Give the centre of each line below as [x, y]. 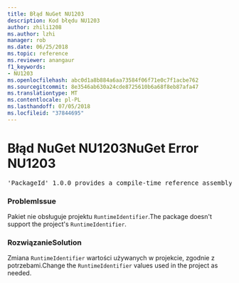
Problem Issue [32, 201]
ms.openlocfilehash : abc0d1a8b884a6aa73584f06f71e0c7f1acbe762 [103, 80]
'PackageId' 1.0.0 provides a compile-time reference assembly [120, 183]
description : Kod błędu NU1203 [54, 21]
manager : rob [27, 41]
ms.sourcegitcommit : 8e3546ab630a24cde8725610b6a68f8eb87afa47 [103, 87]
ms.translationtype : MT [43, 93]
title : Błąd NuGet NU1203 [46, 14]
